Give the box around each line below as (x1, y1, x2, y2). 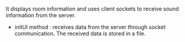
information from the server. (5, 12, 76, 19)
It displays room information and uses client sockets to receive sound (5, 5, 180, 12)
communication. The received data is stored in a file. (14, 30, 146, 37)
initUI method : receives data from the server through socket (14, 24, 166, 30)
